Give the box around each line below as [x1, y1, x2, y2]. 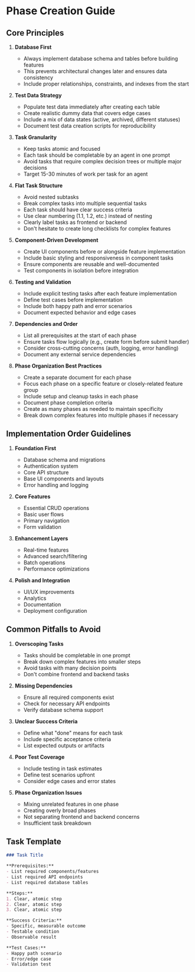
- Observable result [6, 934, 57, 940]
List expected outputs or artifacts [23, 742, 105, 749]
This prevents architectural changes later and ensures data [23, 68, 167, 75]
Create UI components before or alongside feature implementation [23, 248, 186, 255]
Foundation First [14, 444, 56, 452]
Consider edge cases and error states [23, 777, 116, 784]
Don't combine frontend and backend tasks [23, 670, 129, 677]
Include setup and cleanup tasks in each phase [23, 393, 139, 400]
